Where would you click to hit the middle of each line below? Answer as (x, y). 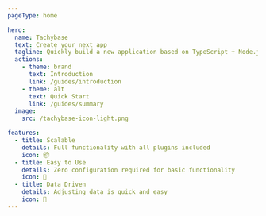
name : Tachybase (41, 37)
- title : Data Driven (50, 185)
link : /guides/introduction (75, 81)
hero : (16, 30)
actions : (29, 60)
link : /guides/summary (66, 104)
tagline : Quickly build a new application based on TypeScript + (125, 52)
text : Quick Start (59, 96)
